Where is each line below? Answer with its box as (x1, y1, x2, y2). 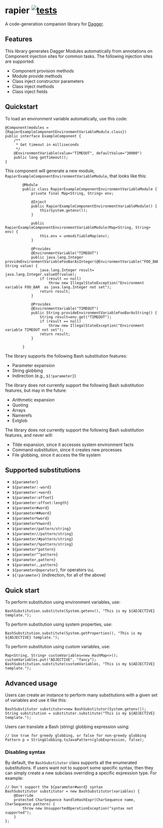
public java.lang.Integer (31, 255, 83, 260)
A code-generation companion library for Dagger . (5, 21, 104, 27)
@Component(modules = (5, 125, 49, 130)
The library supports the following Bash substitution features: (5, 353, 128, 359)
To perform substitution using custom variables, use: (5, 644, 111, 650)
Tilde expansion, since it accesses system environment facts (12, 442, 134, 447)
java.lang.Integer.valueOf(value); (5, 272, 77, 277)
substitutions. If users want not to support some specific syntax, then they (5, 765, 154, 771)
